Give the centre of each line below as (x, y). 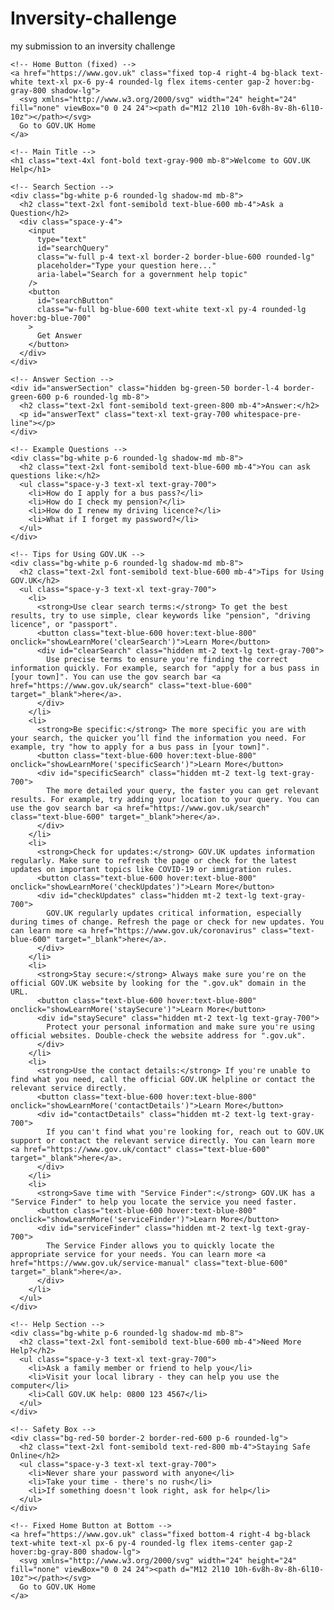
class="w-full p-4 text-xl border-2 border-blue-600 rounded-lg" (175, 257)
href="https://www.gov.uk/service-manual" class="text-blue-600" (149, 1263)
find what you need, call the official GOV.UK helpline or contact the (162, 1079)
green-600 (31, 397)
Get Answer (59, 335)
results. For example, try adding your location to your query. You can (165, 799)
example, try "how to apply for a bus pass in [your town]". (140, 747)
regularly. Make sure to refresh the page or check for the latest (154, 860)
